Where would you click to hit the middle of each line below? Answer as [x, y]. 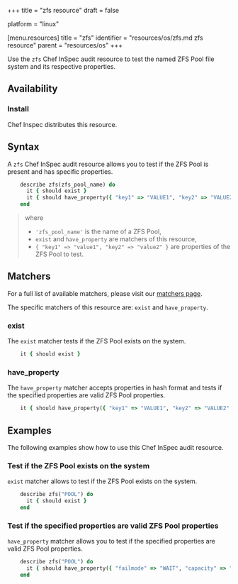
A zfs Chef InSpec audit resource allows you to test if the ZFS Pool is [108, 164]
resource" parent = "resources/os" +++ [65, 45]
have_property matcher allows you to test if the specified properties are [112, 541]
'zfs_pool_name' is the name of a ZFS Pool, [98, 231]
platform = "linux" [33, 24]
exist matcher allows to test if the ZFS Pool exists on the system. [102, 481]
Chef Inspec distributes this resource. [62, 124]
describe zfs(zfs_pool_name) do [68, 184]
